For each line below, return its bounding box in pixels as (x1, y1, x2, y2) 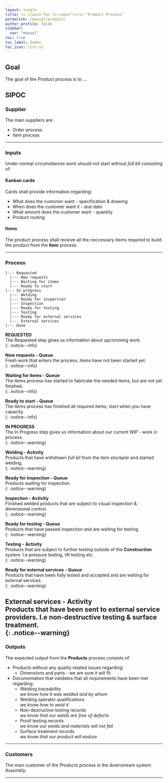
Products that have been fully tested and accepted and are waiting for (5, 572, 149, 578)
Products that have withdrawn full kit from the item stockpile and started (5, 454, 154, 460)
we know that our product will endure (19, 733, 97, 739)
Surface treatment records (19, 728, 75, 734)
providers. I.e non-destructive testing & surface (5, 613, 157, 621)
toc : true (5, 35, 26, 40)
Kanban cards (5, 177, 35, 183)
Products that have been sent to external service (5, 605, 160, 613)
